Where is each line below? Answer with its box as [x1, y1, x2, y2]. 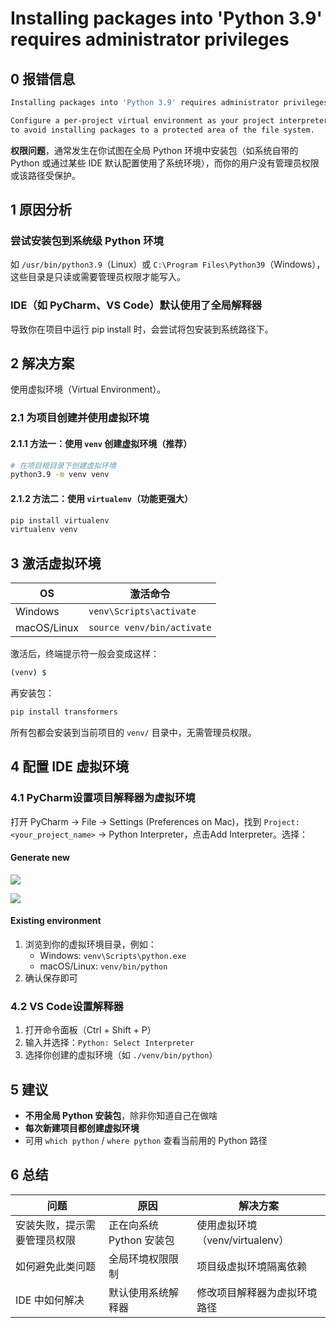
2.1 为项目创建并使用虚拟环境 [10, 411, 150, 425]
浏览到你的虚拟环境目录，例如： [24, 938, 157, 950]
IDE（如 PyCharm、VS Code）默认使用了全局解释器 [10, 298, 263, 312]
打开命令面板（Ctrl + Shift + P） [24, 1024, 157, 1036]
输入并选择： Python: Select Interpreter [24, 1037, 195, 1049]
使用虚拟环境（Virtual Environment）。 [10, 383, 167, 396]
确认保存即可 [24, 972, 78, 984]
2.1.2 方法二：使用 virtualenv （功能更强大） [10, 492, 193, 504]
